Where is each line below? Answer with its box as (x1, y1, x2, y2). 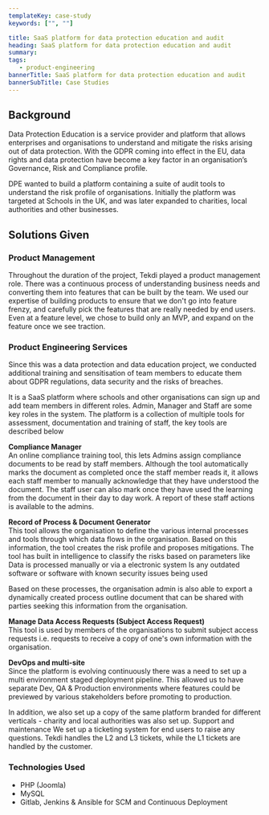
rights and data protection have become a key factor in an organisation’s (8, 155, 247, 165)
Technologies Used (8, 762, 86, 773)
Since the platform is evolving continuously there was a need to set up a (8, 666, 247, 676)
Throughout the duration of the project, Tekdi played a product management (8, 271, 261, 280)
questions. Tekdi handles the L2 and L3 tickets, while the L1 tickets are (8, 733, 241, 743)
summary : (8, 49, 38, 57)
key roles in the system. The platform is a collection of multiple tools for (8, 410, 245, 419)
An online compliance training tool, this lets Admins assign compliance (8, 450, 242, 460)
